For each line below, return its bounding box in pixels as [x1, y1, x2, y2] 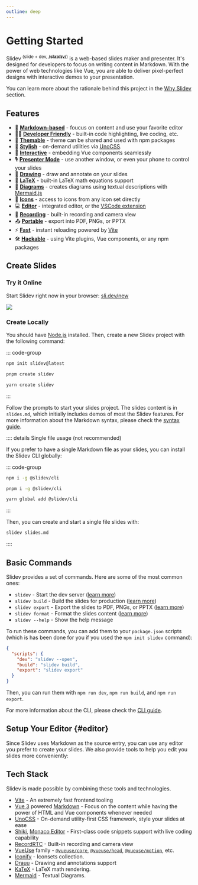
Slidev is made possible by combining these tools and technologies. [6, 784, 171, 792]
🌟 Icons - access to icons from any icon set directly [14, 196, 141, 203]
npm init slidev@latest [6, 361, 65, 367]
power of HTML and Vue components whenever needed [14, 809, 152, 816]
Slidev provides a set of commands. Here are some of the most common [6, 573, 183, 580]
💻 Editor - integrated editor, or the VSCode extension [14, 202, 146, 210]
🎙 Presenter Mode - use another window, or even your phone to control [14, 156, 190, 163]
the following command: [6, 338, 65, 345]
